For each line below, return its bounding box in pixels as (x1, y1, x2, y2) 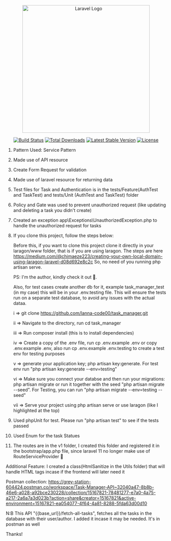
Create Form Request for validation (13, 167, 87, 173)
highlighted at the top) (13, 408, 60, 413)
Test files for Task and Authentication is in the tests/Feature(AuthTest (13, 186, 158, 193)
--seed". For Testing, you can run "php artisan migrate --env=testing (13, 387, 157, 393)
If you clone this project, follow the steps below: (13, 232, 114, 239)
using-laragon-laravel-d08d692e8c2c (13, 258, 93, 265)
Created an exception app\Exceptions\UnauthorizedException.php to (13, 217, 157, 223)
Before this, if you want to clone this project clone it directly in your (13, 243, 154, 248)
